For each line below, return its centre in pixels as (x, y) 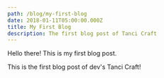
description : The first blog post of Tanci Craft (82, 33)
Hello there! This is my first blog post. (62, 53)
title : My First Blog (39, 27)
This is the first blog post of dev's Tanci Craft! (74, 67)
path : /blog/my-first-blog (47, 14)
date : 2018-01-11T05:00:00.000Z (55, 20)
